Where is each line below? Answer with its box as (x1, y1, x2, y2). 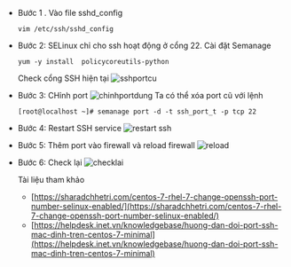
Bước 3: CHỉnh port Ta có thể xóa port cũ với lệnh (17, 90, 263, 100)
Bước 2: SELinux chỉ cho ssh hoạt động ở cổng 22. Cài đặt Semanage (17, 40, 271, 51)
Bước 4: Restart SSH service (17, 123, 122, 133)
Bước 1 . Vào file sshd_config (17, 8, 123, 18)
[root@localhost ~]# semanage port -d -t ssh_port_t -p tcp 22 (17, 107, 257, 116)
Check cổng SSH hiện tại (17, 73, 109, 83)
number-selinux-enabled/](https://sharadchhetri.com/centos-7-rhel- (30, 201, 282, 211)
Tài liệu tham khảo (17, 175, 85, 185)
